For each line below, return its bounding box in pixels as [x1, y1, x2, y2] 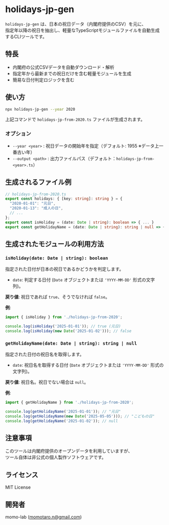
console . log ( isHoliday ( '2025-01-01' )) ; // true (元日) [5, 324, 121, 329]
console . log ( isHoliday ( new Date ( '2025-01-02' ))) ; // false [5, 328, 132, 333]
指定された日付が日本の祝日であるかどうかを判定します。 [5, 266, 124, 272]
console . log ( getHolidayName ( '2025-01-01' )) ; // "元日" [5, 409, 121, 414]
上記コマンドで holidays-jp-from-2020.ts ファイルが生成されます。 [5, 116, 145, 122]
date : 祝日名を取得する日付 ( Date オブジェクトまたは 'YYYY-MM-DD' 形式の [12, 362, 164, 368]
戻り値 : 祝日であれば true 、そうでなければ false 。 [5, 294, 110, 300]
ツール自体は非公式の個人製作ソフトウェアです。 [5, 454, 107, 460]
